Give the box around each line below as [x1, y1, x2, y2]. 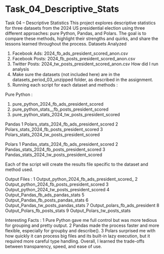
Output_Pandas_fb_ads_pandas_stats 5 [5, 192, 85, 198]
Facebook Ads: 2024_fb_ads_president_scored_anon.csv [12, 50, 128, 56]
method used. [5, 167, 33, 172]
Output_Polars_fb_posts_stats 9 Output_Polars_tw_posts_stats [5, 208, 131, 213]
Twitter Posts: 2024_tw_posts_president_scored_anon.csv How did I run [12, 61, 159, 67]
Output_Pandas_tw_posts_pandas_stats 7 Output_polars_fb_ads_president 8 [5, 202, 160, 208]
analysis [12, 66, 30, 72]
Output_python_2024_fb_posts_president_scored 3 [5, 181, 109, 187]
